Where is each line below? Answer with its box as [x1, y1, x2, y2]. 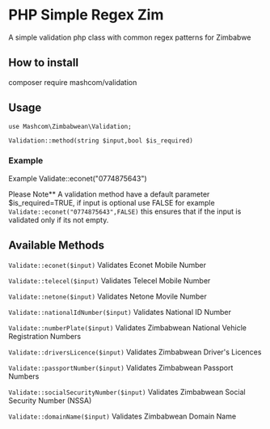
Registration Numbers [8, 331, 82, 341]
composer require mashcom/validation [8, 77, 137, 87]
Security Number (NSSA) [8, 395, 92, 406]
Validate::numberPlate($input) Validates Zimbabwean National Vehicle [8, 322, 247, 333]
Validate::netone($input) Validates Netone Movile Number [8, 291, 208, 301]
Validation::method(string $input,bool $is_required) [8, 136, 194, 145]
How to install [8, 56, 79, 70]
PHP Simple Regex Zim [8, 6, 164, 24]
